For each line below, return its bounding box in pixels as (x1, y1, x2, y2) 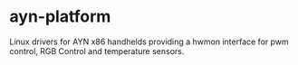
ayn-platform (9, 6, 111, 27)
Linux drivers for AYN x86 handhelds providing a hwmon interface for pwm (9, 36, 290, 47)
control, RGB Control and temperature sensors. (9, 45, 185, 56)
